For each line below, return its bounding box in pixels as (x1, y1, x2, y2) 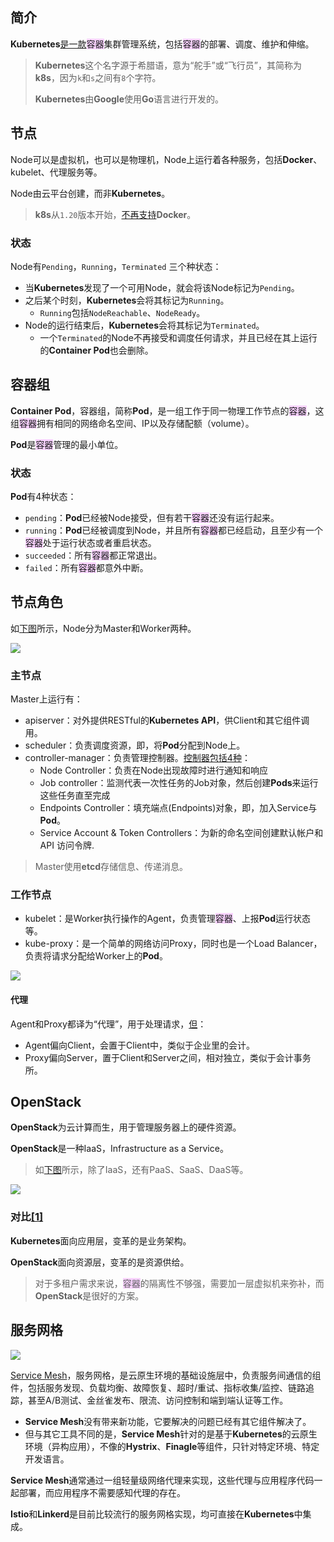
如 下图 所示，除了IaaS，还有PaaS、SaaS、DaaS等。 (34, 1164, 249, 1176)
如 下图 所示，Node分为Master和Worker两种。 (10, 622, 197, 634)
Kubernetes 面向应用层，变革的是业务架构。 (10, 1234, 192, 1247)
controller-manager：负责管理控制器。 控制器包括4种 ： (24, 752, 251, 764)
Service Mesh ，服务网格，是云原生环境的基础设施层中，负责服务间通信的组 (10, 1369, 322, 1381)
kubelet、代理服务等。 (10, 166, 103, 178)
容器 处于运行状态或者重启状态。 (24, 537, 157, 549)
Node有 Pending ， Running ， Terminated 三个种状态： (10, 260, 222, 272)
